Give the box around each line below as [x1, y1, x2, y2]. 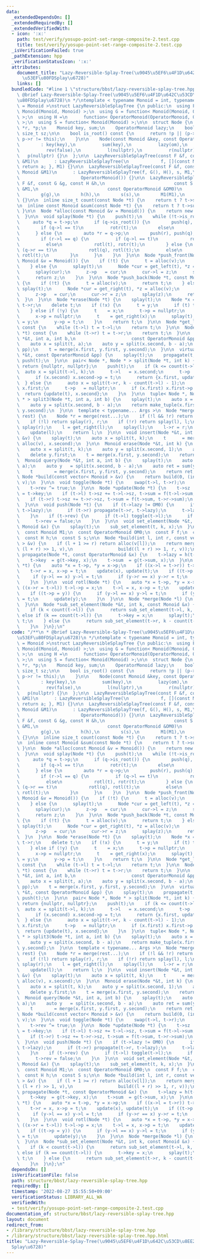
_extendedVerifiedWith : [11, 25, 70, 32]
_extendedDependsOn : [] [11, 14, 70, 20]
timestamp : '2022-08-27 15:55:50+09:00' [11, 1189, 113, 1195]
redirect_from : [6, 1222, 44, 1228]
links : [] [17, 81, 42, 87]
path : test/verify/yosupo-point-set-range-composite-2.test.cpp [17, 36, 180, 42]
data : [6, 8, 20, 15]
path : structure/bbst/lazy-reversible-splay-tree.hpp [11, 1177, 148, 1183]
